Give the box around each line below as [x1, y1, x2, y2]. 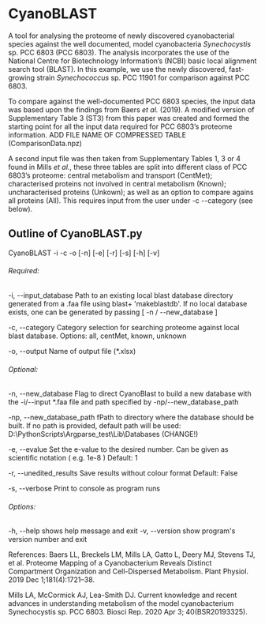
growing [8, 73, 35, 82]
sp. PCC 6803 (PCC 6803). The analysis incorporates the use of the [8, 47, 230, 57]
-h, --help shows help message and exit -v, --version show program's [8, 526, 236, 536]
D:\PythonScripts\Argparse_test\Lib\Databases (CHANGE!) [8, 430, 199, 439]
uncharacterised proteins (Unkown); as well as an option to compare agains [8, 187, 254, 197]
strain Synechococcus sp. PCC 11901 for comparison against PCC [36, 73, 250, 82]
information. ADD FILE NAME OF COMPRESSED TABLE [8, 130, 187, 139]
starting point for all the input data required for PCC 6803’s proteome [8, 122, 233, 131]
